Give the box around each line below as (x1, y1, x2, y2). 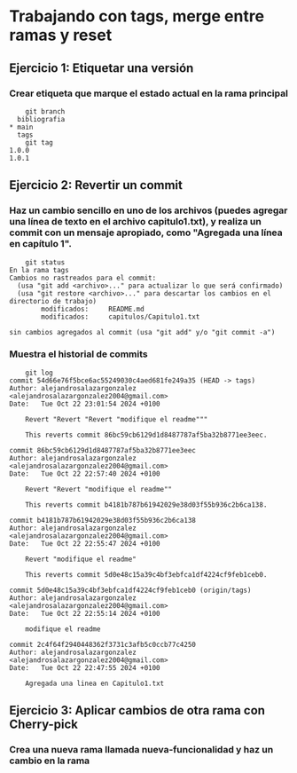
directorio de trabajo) (9, 296, 98, 305)
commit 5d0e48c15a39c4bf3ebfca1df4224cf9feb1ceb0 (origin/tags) (9, 586, 252, 595)
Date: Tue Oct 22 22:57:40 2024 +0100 (9, 469, 161, 478)
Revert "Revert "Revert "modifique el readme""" (25, 414, 208, 423)
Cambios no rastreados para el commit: (9, 273, 157, 282)
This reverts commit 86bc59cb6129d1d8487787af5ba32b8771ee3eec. (25, 430, 268, 439)
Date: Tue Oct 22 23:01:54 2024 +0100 (9, 399, 161, 408)
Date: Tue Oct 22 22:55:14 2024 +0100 (9, 609, 161, 618)
